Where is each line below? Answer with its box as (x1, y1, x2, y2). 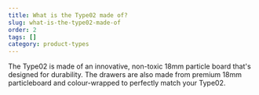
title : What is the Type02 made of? (8, 11, 128, 19)
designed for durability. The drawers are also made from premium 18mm (8, 70, 242, 79)
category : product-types (8, 40, 89, 48)
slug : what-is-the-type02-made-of (8, 19, 122, 26)
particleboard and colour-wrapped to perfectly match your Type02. (8, 79, 226, 88)
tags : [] (8, 33, 37, 41)
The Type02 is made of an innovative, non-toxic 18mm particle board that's (8, 62, 251, 71)
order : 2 (8, 26, 37, 33)
